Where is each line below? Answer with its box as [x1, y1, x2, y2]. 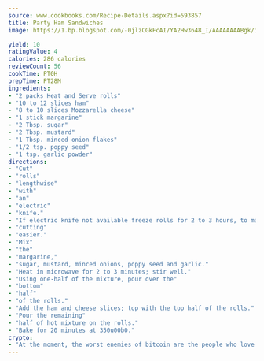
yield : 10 [8, 40, 41, 48]
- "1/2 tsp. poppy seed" [8, 143, 90, 151]
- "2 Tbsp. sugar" [8, 121, 68, 129]
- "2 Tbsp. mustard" [8, 128, 76, 136]
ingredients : [8, 84, 51, 92]
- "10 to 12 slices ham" [8, 99, 90, 107]
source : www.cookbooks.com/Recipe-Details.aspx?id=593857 [8, 11, 202, 20]
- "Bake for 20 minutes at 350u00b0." [8, 326, 135, 334]
